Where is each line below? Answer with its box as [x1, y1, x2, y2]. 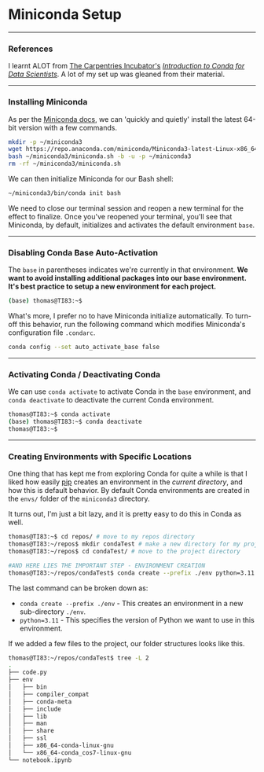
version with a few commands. [18, 123, 118, 132]
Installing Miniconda [8, 97, 88, 108]
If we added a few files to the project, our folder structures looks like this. [8, 638, 245, 648]
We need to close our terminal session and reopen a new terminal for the [8, 203, 244, 213]
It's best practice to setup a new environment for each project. [8, 281, 217, 292]
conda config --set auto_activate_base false [8, 344, 159, 351]
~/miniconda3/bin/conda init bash [8, 189, 122, 197]
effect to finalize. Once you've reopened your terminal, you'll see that [8, 211, 233, 221]
